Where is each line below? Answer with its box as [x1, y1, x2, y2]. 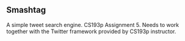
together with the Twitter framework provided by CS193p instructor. [6, 28, 176, 35]
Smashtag [6, 5, 46, 15]
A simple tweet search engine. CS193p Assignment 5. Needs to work [6, 21, 180, 28]
